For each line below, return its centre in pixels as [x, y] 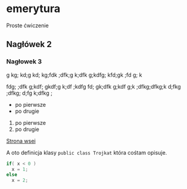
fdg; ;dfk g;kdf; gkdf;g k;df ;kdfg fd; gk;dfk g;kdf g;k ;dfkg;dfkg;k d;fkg [93, 86]
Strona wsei [21, 141]
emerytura [33, 9]
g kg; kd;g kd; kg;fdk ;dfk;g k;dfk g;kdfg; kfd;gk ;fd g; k [74, 75]
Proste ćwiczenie [28, 25]
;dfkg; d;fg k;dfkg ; [29, 93]
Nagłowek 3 [24, 62]
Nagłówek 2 [29, 44]
